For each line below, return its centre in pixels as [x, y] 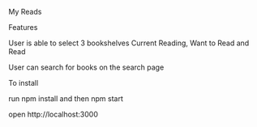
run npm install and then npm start [66, 99]
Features [23, 27]
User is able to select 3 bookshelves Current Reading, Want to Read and [129, 43]
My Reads [25, 12]
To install [24, 83]
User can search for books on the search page [86, 67]
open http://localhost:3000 [54, 114]
